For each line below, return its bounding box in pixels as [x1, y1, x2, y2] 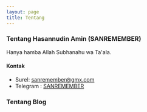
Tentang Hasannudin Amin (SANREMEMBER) [6, 35, 142, 43]
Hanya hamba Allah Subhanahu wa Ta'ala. [6, 48, 112, 55]
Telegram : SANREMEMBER [15, 83, 84, 89]
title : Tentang [6, 15, 45, 21]
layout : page [6, 9, 39, 15]
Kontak [6, 62, 26, 70]
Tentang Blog [6, 97, 47, 106]
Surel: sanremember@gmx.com [15, 76, 95, 83]
